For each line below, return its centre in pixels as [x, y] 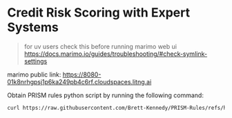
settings [36, 61]
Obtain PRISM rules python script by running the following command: [105, 95]
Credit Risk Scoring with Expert [99, 13]
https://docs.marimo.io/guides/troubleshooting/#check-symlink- [116, 54]
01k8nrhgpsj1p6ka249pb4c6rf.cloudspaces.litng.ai [79, 81]
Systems [33, 27]
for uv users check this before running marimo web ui [100, 46]
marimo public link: [34, 75]
